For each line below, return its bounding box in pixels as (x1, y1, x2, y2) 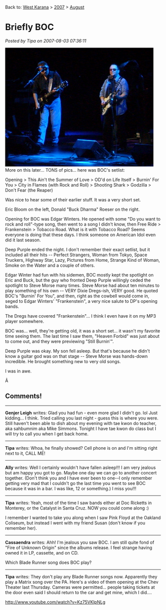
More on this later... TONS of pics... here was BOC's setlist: (5, 167, 125, 173)
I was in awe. (5, 368, 32, 374)
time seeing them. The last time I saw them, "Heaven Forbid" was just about (5, 333, 160, 339)
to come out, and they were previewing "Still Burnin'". (5, 338, 114, 344)
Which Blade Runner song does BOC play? (5, 559, 92, 565)
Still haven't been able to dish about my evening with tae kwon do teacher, (5, 420, 157, 426)
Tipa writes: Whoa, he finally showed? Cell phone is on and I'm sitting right (5, 445, 158, 451)
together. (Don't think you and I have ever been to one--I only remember (5, 475, 152, 481)
